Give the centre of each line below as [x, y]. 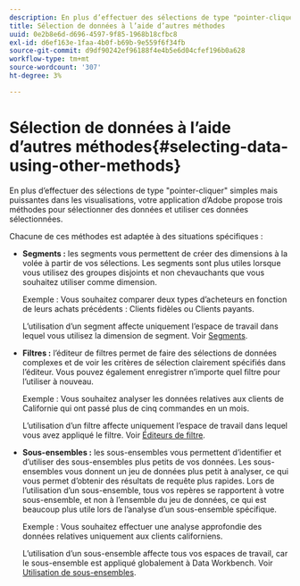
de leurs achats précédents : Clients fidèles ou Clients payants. [138, 308]
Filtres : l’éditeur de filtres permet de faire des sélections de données [149, 353]
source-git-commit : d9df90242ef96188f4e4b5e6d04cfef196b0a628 [127, 51]
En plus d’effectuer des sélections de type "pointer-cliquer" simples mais [144, 190]
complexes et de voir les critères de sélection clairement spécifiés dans [154, 362]
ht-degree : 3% [36, 76]
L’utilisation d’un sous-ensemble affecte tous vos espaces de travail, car [155, 553]
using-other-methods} [95, 165]
